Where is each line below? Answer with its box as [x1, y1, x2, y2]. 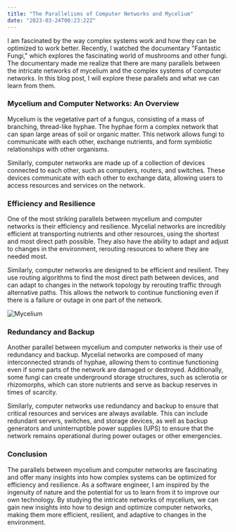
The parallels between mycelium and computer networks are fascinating [7, 465, 217, 473]
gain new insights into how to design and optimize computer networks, [7, 502, 213, 512]
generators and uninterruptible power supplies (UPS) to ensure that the [7, 424, 213, 433]
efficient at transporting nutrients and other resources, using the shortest [7, 230, 220, 238]
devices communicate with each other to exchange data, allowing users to [7, 174, 223, 182]
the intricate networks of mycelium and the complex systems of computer [7, 66, 222, 75]
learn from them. [7, 81, 56, 90]
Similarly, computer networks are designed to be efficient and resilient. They [7, 266, 229, 274]
